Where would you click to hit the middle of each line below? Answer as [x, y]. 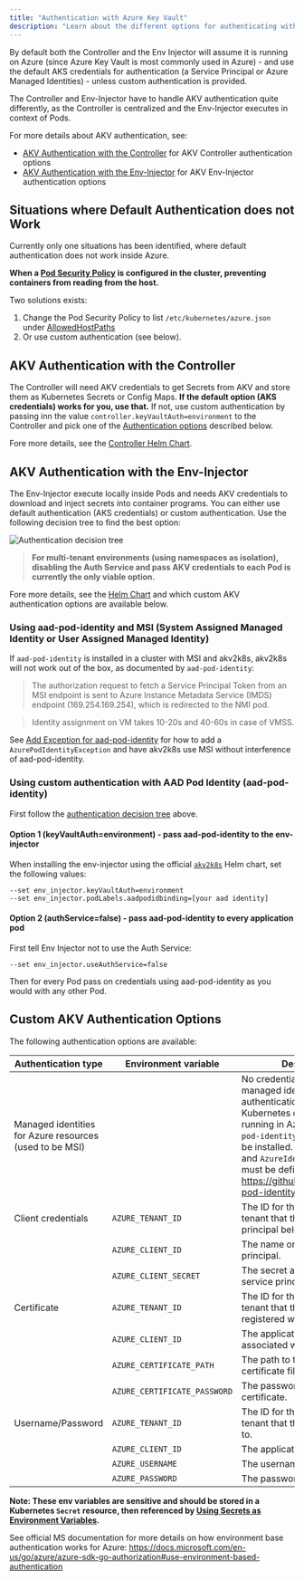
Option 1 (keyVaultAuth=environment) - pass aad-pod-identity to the [142, 835]
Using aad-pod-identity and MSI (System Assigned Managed [146, 627]
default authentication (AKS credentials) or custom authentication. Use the [148, 512]
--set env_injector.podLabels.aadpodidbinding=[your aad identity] [139, 898]
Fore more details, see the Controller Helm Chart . [101, 444]
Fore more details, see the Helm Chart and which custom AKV [124, 594]
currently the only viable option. [93, 577]
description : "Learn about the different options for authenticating [143, 26]
